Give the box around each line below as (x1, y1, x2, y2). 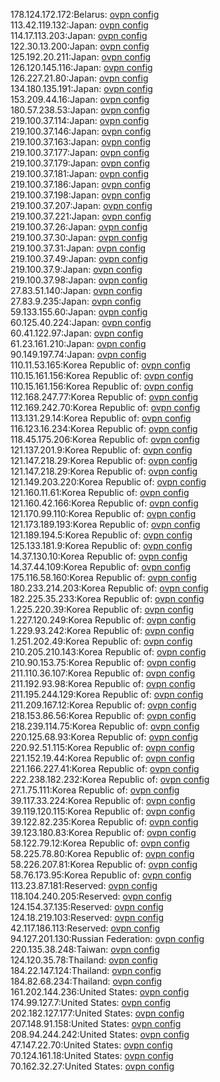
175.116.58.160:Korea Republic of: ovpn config (10, 572, 198, 583)
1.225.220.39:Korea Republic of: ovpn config (10, 604, 194, 615)
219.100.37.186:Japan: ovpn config (10, 179, 152, 190)
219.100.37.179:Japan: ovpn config (10, 157, 151, 169)
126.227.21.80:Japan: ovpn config (10, 72, 149, 84)
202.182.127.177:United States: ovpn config (10, 1007, 185, 1019)
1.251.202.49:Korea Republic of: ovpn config (10, 635, 193, 647)
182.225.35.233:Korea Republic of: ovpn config (10, 593, 205, 604)
